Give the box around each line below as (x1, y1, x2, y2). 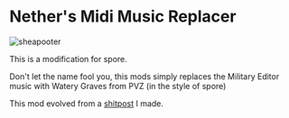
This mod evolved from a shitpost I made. (9, 97, 164, 109)
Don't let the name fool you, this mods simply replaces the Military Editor (9, 70, 280, 82)
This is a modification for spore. (9, 53, 128, 64)
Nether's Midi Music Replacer (9, 6, 237, 27)
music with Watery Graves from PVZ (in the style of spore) (9, 80, 227, 91)
